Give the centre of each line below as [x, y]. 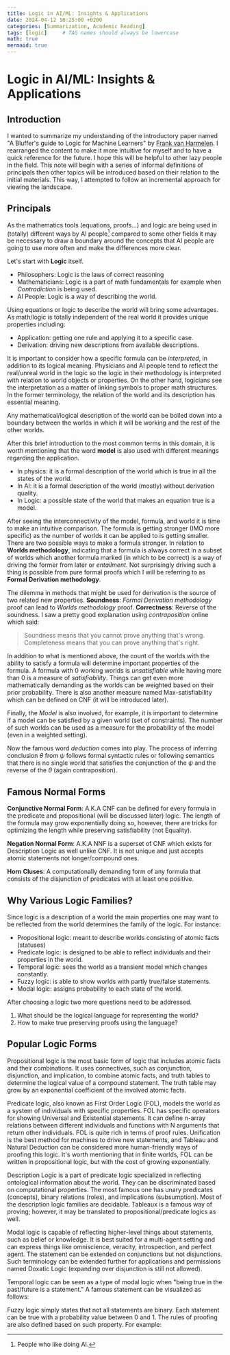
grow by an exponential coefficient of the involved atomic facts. [97, 1090]
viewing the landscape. [40, 187]
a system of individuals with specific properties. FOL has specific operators [114, 1110]
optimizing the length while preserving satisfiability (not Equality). [99, 830]
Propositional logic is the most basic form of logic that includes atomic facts [114, 1061]
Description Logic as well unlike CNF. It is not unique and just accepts [105, 851]
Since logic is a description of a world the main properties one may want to [113, 917]
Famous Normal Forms [56, 792]
